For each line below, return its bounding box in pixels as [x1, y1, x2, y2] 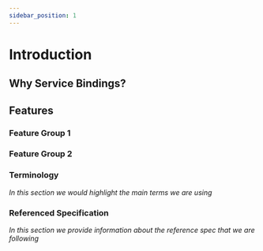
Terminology [9, 170, 59, 181]
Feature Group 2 [9, 148, 73, 159]
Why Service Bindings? [9, 77, 126, 91]
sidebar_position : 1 [9, 11, 77, 20]
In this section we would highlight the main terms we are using [9, 187, 212, 197]
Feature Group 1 [9, 127, 71, 138]
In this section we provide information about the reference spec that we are [9, 226, 255, 235]
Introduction [9, 45, 92, 63]
